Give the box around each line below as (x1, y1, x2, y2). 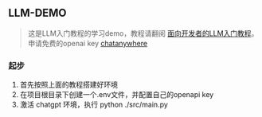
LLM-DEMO (8, 6, 67, 20)
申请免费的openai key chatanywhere (27, 38, 148, 48)
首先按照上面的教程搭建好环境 (19, 80, 118, 90)
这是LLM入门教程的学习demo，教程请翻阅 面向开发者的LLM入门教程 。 (27, 28, 259, 38)
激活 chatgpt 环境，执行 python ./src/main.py (19, 99, 169, 110)
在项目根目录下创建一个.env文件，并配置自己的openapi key (19, 90, 214, 99)
